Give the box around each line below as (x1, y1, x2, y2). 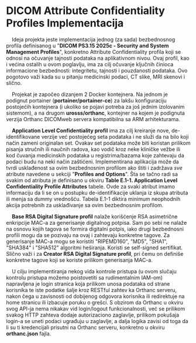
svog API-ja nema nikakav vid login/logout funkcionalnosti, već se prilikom (6, 305, 185, 312)
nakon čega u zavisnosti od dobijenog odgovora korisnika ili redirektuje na (6, 293, 185, 300)
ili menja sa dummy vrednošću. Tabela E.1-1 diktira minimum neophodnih (6, 195, 181, 203)
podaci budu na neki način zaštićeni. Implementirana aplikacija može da (6, 158, 180, 165)
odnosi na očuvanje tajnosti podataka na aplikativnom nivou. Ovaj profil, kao (6, 54, 190, 61)
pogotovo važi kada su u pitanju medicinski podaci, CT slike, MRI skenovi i (6, 73, 185, 80)
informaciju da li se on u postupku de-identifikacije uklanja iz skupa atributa (6, 189, 188, 196)
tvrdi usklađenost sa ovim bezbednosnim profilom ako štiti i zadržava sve (6, 164, 183, 171)
